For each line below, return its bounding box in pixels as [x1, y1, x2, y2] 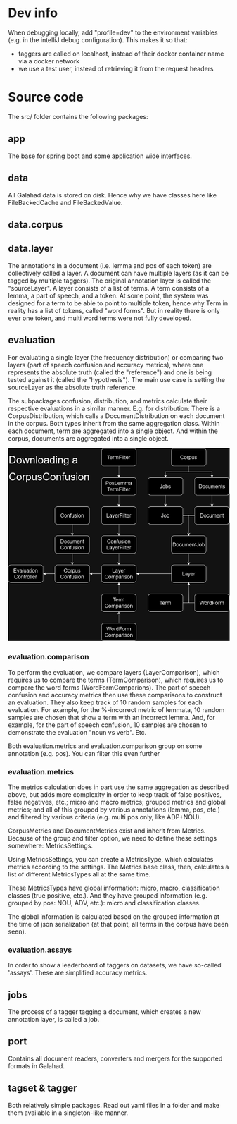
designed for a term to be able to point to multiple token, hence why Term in [8, 298, 228, 307]
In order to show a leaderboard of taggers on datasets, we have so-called [8, 961, 222, 970]
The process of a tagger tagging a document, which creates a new [8, 1007, 201, 1016]
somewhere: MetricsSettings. [8, 841, 94, 850]
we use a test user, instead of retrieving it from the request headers [18, 64, 214, 73]
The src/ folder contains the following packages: [8, 112, 148, 121]
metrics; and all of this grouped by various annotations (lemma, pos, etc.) [8, 805, 221, 814]
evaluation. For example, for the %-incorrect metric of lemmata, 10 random [8, 705, 225, 714]
